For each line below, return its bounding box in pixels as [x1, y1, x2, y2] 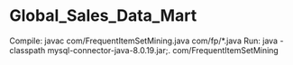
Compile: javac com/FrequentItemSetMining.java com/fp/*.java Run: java [9, 35, 278, 46]
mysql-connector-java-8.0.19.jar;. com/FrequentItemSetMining [47, 44, 279, 55]
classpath [9, 44, 46, 55]
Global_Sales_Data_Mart [9, 5, 197, 26]
